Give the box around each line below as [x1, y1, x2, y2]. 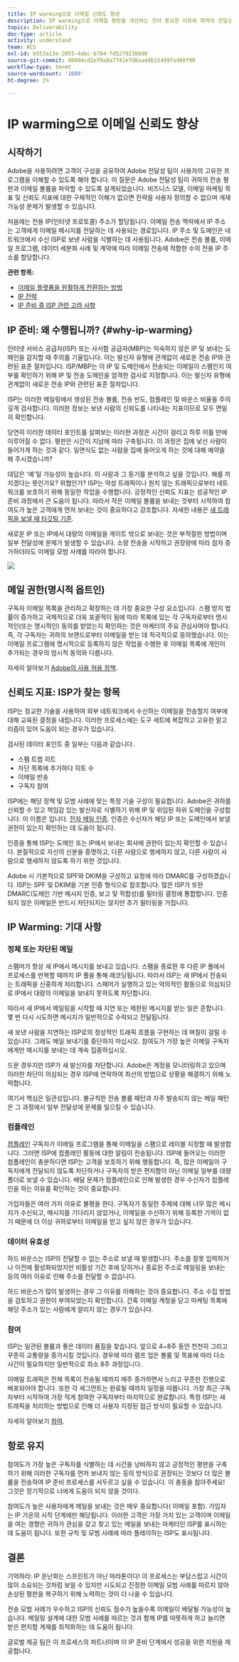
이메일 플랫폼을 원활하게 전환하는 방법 [17, 283, 123, 292]
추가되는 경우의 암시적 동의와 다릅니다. [7, 649, 114, 656]
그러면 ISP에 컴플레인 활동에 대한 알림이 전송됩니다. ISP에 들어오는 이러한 [22, 1148, 226, 1157]
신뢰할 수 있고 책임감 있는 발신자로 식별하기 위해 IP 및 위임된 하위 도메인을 [7, 805, 212, 814]
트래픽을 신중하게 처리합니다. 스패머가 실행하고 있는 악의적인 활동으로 [14, 979, 207, 988]
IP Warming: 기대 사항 [7, 921, 102, 934]
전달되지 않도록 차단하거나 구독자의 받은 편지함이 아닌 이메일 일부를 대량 [31, 1166, 232, 1175]
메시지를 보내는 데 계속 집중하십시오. [26, 1046, 127, 1054]
